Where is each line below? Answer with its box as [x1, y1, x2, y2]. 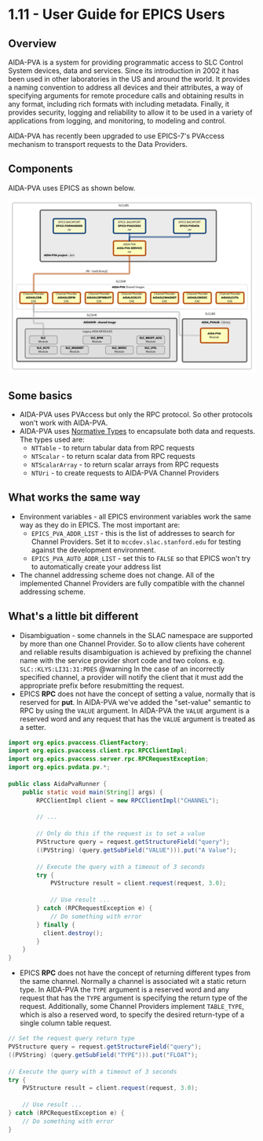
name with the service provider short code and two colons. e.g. [19, 655, 225, 665]
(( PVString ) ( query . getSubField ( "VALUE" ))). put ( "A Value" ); [36, 846, 237, 854]
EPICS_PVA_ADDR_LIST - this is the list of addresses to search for [31, 528, 236, 537]
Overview [8, 37, 57, 50]
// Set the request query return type [8, 1035, 135, 1043]
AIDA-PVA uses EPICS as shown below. [8, 183, 136, 193]
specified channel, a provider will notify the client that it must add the [19, 672, 243, 681]
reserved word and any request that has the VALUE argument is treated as [19, 714, 256, 724]
